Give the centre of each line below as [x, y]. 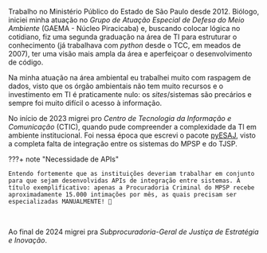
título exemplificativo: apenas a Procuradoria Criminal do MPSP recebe [132, 188]
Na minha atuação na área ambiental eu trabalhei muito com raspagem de [130, 78]
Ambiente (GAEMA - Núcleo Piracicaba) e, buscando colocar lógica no [124, 28]
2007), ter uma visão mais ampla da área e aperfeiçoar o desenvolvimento [130, 54]
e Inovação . [28, 240]
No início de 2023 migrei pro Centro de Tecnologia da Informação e [120, 118]
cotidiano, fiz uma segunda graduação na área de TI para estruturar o [123, 37]
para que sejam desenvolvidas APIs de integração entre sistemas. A [124, 181]
